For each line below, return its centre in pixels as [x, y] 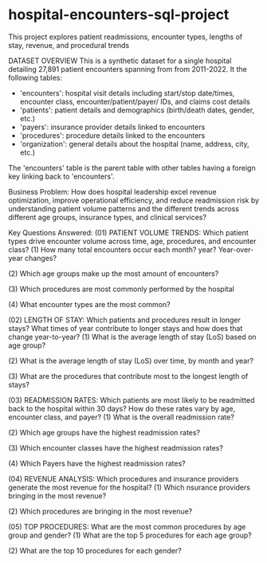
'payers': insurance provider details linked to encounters [112, 127]
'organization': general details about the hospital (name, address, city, [134, 144]
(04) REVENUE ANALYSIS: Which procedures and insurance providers [124, 478]
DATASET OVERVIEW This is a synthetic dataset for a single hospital [120, 61]
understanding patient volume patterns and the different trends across [124, 208]
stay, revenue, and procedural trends [69, 45]
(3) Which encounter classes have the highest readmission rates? [116, 447]
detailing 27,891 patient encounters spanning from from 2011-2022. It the [128, 69]
